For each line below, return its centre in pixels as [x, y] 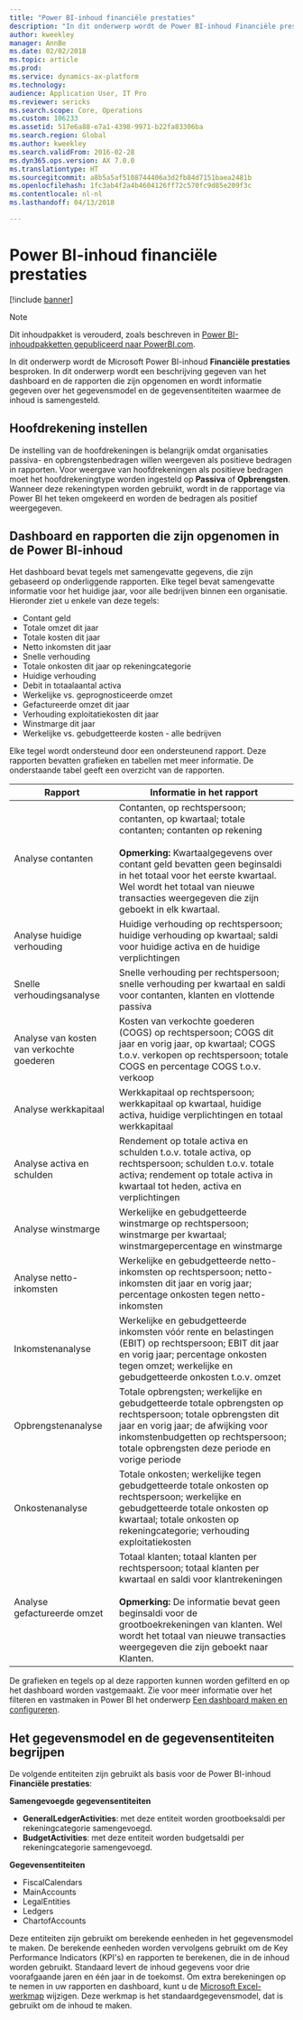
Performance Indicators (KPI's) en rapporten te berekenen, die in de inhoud [150, 1958]
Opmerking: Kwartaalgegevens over [196, 853]
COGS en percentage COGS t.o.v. [190, 1066]
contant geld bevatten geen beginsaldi [200, 864]
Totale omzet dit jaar [60, 628]
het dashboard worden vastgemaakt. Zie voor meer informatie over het [141, 1690]
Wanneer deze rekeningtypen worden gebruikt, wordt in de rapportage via [147, 488]
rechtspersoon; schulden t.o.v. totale [197, 1164]
